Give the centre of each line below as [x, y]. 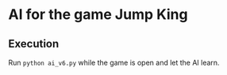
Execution [34, 44]
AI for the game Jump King [98, 15]
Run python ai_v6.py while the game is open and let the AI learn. [114, 62]
